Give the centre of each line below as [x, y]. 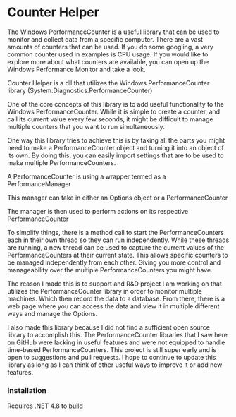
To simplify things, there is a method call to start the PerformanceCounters [116, 232]
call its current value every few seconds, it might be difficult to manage [110, 119]
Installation [27, 390]
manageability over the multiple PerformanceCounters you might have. [110, 270]
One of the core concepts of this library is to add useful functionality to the [116, 104]
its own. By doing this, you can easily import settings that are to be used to [116, 155]
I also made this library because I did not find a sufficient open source [108, 327]
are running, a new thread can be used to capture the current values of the [116, 247]
